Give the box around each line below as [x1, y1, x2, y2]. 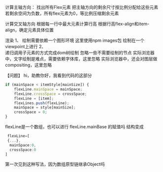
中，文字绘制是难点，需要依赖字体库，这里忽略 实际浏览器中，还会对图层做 [5, 56, 158, 61]
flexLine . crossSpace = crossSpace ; [14, 91, 87, 96]
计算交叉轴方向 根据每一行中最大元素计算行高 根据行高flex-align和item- [5, 21, 150, 27]
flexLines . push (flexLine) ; [14, 100, 69, 106]
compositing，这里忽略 [5, 62, 52, 68]
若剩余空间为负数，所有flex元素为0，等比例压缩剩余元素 [5, 10, 119, 16]
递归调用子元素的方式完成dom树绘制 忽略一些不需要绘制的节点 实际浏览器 [5, 50, 155, 56]
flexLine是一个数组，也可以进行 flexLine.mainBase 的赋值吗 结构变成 [5, 124, 144, 129]
